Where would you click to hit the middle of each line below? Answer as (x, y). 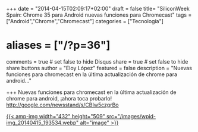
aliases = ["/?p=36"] (58, 45)
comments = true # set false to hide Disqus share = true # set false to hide (97, 61)
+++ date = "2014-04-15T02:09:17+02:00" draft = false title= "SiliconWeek (98, 9)
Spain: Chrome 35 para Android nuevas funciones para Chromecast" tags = (99, 15)
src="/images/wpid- (131, 116)
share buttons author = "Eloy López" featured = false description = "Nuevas (99, 68)
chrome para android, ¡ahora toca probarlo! (59, 98)
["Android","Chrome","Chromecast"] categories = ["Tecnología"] (85, 21)
